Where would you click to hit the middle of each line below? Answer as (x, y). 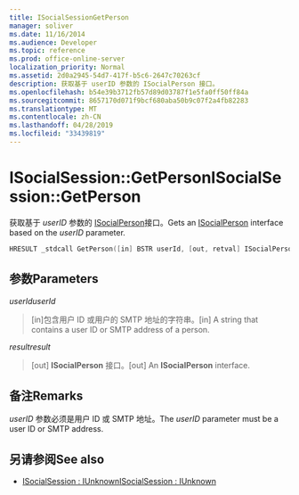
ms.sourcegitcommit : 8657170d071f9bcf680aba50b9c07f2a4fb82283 (129, 100)
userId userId (32, 301)
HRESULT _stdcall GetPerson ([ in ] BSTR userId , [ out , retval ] (125, 249)
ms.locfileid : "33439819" (57, 134)
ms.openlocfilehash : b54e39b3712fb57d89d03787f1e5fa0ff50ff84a (129, 92)
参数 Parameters (54, 279)
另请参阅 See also (57, 459)
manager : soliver (41, 26)
